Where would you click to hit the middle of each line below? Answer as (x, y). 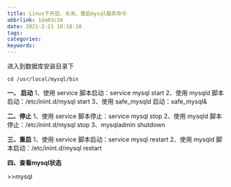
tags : (15, 33)
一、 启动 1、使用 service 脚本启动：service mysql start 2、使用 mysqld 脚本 (116, 93)
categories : (24, 39)
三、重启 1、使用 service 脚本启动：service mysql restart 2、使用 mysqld (111, 139)
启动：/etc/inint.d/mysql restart (57, 148)
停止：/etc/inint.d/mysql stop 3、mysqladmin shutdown (86, 125)
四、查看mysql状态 (35, 163)
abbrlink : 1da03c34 (35, 20)
